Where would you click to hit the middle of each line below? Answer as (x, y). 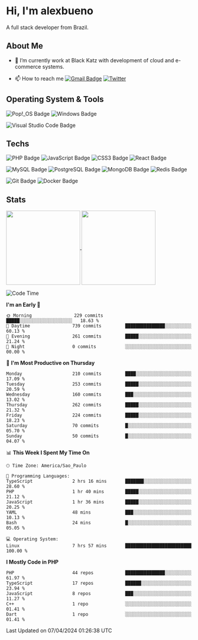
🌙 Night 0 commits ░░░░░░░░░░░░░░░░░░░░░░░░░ (99, 347)
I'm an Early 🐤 (23, 305)
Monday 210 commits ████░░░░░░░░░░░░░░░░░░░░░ (99, 374)
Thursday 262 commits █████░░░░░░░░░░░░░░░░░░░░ (99, 405)
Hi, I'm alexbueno (50, 11)
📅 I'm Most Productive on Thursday (51, 363)
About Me (25, 46)
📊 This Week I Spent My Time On (48, 453)
